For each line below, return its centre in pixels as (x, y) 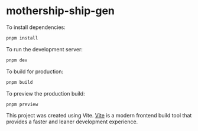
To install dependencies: (36, 27)
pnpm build (20, 82)
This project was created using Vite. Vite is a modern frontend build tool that (99, 116)
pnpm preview (22, 104)
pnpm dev (17, 60)
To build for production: (35, 71)
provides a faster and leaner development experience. (72, 122)
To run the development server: (44, 49)
